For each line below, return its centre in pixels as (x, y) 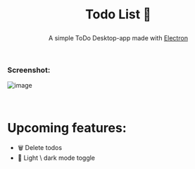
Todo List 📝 (118, 14)
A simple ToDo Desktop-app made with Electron (118, 38)
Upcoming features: (67, 128)
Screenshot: (29, 70)
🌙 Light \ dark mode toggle (56, 158)
